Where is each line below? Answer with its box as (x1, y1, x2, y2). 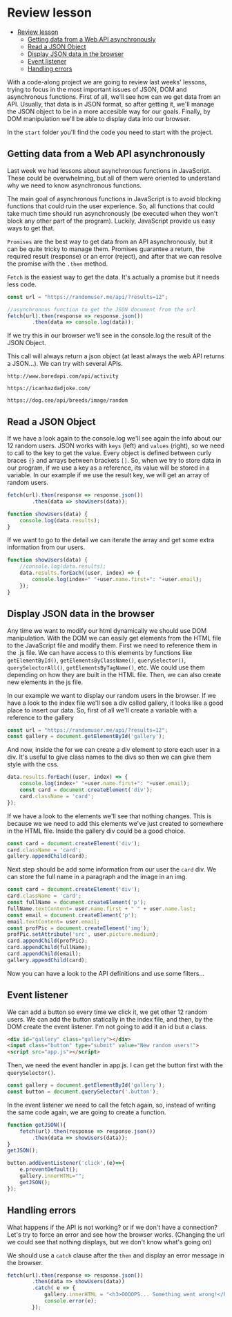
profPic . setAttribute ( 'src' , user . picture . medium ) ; (7, 931, 159, 938)
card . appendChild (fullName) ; (7, 944, 91, 951)
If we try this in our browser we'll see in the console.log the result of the (7, 331, 212, 340)
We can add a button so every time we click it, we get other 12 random (7, 1008, 208, 1016)
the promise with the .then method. (7, 259, 108, 268)
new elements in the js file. (7, 678, 84, 686)
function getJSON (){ (7, 1121, 67, 1128)
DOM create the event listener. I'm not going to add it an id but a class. (7, 1022, 208, 1031)
